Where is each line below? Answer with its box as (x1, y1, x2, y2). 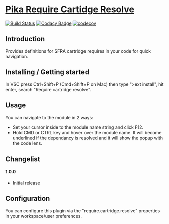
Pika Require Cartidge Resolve (5, 4, 135, 15)
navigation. (5, 53, 29, 59)
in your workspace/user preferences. (5, 213, 82, 219)
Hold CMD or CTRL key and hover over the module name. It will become (12, 130, 162, 136)
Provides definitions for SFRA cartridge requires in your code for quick (5, 48, 151, 54)
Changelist (5, 155, 40, 163)
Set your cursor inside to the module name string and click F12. (12, 124, 143, 130)
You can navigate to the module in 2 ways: (5, 115, 93, 121)
